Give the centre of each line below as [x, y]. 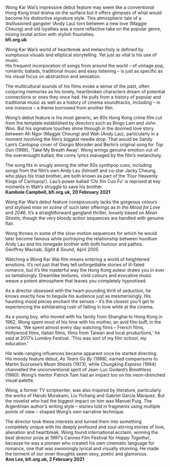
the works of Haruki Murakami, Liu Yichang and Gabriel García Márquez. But [85, 396]
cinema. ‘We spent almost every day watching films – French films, [75, 327]
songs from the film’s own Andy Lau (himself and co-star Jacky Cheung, [81, 170]
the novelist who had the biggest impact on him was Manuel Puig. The [79, 401]
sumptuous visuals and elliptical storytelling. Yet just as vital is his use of [81, 55]
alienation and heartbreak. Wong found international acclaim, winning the [82, 432]
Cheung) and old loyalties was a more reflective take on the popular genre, [83, 29]
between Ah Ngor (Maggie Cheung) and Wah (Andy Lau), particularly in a [82, 134]
